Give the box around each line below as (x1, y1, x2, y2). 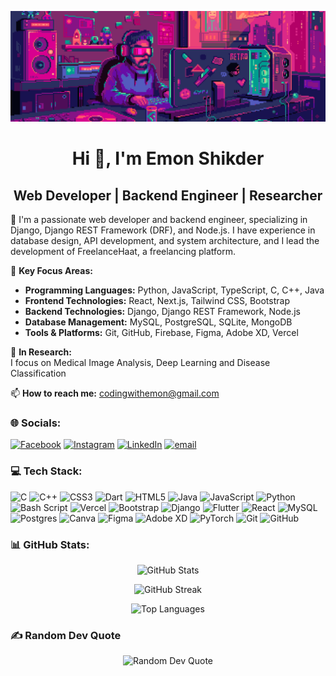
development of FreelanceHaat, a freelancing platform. (10, 246, 236, 258)
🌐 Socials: (10, 416, 62, 430)
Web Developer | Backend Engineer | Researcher (13, 187, 323, 204)
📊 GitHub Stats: (10, 537, 90, 551)
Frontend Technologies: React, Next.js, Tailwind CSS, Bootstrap (24, 295, 290, 307)
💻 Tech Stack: (10, 464, 83, 478)
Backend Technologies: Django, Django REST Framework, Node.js (24, 306, 301, 318)
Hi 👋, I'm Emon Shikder (71, 147, 265, 170)
